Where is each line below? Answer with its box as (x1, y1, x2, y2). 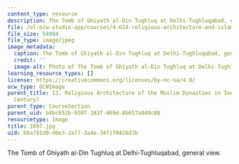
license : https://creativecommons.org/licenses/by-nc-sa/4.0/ (7, 76, 196, 84)
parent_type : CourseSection (7, 103, 91, 110)
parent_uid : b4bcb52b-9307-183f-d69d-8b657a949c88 (7, 109, 161, 116)
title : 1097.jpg (7, 122, 55, 130)
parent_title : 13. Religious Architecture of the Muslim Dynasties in (7, 89, 221, 97)
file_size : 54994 (7, 30, 59, 38)
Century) (14, 97, 40, 104)
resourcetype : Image (7, 116, 69, 123)
